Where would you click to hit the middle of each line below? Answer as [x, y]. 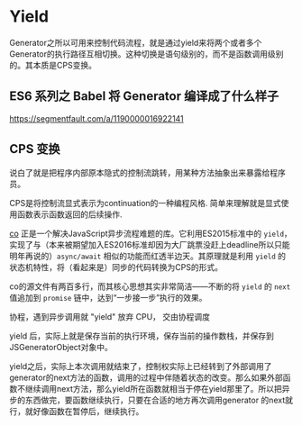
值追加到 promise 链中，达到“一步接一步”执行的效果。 [108, 297]
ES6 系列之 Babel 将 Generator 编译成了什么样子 [144, 96]
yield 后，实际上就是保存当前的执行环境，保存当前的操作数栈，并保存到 [142, 336]
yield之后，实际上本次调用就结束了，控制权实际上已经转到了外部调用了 [141, 366]
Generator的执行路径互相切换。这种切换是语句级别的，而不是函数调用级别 [146, 54]
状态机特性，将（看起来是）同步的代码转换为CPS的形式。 [116, 267]
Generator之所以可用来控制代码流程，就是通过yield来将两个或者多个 [136, 42]
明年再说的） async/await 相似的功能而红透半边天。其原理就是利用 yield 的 [148, 256]
